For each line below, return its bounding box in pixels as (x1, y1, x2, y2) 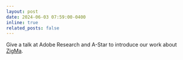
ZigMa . (6, 48, 24, 55)
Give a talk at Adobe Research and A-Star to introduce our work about (6, 41, 177, 48)
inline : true (6, 19, 38, 25)
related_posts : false (6, 25, 60, 31)
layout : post (6, 8, 38, 15)
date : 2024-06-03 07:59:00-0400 (6, 14, 86, 20)
